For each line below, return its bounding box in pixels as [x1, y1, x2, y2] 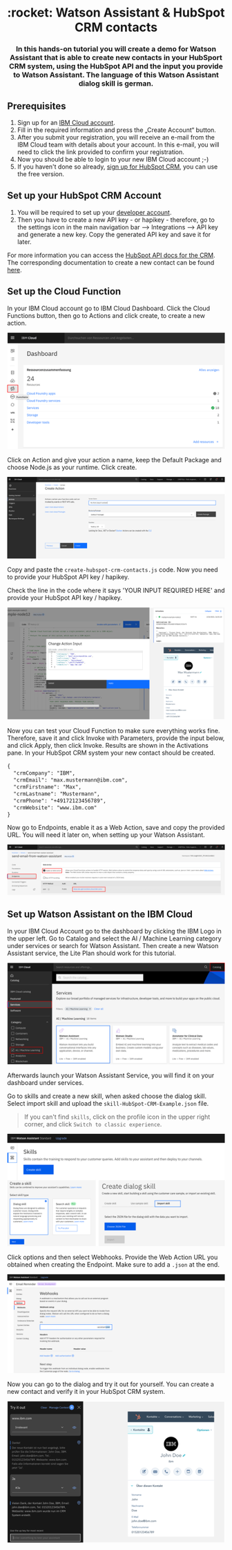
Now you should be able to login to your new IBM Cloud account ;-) [17, 155, 209, 163]
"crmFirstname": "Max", [13, 783, 81, 791]
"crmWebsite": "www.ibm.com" [13, 804, 97, 811]
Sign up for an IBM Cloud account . [17, 118, 115, 126]
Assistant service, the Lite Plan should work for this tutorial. [7, 949, 176, 957]
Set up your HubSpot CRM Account [7, 190, 162, 202]
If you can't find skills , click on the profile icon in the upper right [23, 1113, 211, 1121]
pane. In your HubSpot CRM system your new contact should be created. [7, 748, 215, 757]
